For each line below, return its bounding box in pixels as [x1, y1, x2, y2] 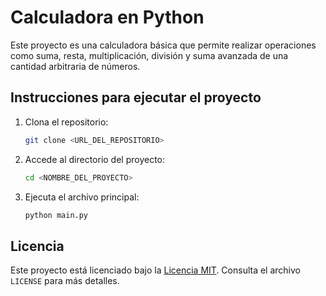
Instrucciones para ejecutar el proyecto [10, 89, 262, 106]
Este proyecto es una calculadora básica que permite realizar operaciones [10, 39, 317, 51]
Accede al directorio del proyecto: [24, 153, 166, 165]
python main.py [24, 210, 89, 220]
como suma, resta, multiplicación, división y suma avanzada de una [10, 49, 289, 61]
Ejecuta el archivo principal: [24, 191, 140, 203]
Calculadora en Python [10, 6, 205, 29]
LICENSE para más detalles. [10, 275, 120, 287]
